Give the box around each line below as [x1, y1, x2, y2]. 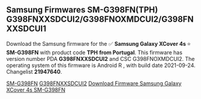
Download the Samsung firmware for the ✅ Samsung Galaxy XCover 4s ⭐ [6, 40, 191, 47]
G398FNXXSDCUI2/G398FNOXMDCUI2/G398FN [6, 14, 194, 25]
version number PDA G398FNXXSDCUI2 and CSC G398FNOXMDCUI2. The [6, 55, 195, 62]
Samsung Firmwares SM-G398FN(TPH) [6, 5, 158, 15]
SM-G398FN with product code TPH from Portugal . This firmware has [6, 48, 183, 56]
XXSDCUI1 [6, 24, 46, 34]
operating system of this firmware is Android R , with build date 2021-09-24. [6, 62, 196, 69]
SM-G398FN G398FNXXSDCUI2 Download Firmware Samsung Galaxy [6, 80, 182, 87]
